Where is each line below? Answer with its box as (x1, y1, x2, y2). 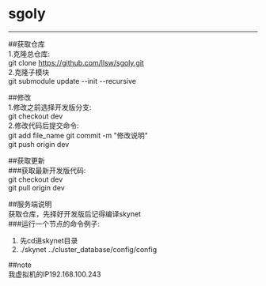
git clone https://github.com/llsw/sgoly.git (8, 58, 144, 67)
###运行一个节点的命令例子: (8, 219, 101, 228)
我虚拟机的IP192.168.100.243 (8, 269, 101, 279)
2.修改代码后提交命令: (8, 120, 79, 130)
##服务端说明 (8, 199, 52, 209)
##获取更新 (8, 156, 45, 165)
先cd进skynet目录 (19, 235, 78, 245)
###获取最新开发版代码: (8, 165, 86, 175)
